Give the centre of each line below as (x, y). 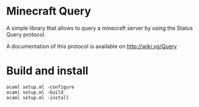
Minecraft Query (49, 11)
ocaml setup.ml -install (38, 98)
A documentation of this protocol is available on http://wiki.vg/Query (92, 46)
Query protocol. (26, 34)
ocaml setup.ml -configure (40, 87)
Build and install (47, 71)
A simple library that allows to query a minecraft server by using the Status (99, 28)
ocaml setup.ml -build (35, 92)
